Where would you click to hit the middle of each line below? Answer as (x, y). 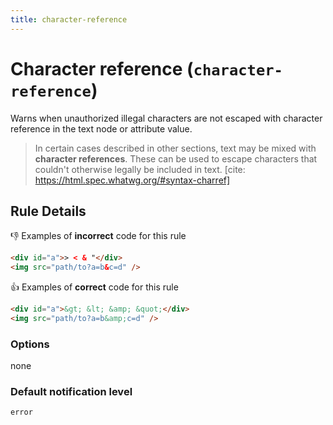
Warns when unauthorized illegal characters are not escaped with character (166, 118)
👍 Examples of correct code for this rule (94, 287)
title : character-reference (69, 19)
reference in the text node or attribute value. (101, 128)
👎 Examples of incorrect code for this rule (98, 236)
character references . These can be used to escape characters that (176, 158)
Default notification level (71, 392)
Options (30, 344)
